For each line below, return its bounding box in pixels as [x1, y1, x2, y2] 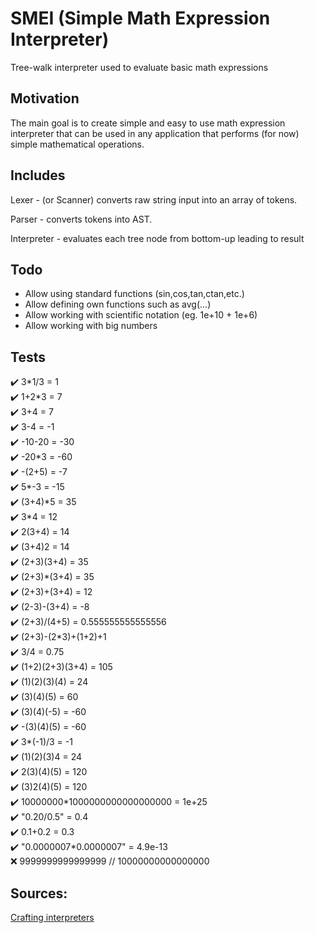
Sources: [10, 885, 68, 902]
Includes [10, 167, 66, 184]
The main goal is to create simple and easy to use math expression [10, 117, 286, 129]
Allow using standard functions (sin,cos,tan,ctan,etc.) [24, 288, 245, 300]
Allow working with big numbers [24, 320, 158, 332]
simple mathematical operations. [10, 138, 145, 150]
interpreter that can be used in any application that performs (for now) [10, 127, 300, 139]
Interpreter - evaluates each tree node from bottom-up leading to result [10, 232, 305, 244]
